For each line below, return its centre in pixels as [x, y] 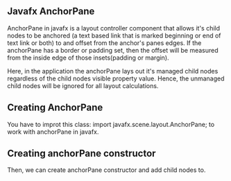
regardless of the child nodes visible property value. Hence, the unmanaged [116, 78]
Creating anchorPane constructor [82, 154]
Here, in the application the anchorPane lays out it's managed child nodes [113, 71]
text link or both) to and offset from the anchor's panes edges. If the [104, 43]
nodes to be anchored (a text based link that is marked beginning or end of [114, 35]
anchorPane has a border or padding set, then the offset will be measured [113, 50]
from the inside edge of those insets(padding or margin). [88, 58]
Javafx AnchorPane [51, 11]
